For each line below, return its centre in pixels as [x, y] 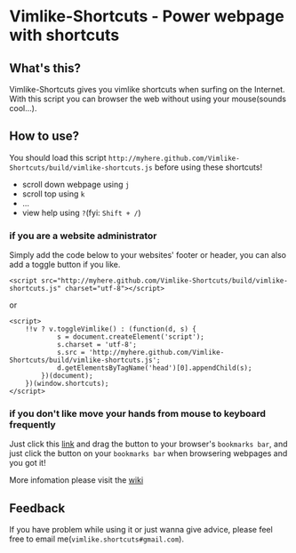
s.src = [71, 353]
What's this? [45, 68]
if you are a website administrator [83, 236]
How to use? [44, 136]
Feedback [37, 508]
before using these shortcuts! [208, 167]
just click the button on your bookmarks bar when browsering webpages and [148, 453]
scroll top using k [53, 194]
